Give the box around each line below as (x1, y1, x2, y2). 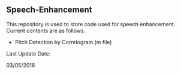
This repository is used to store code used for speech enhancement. (6, 20, 176, 27)
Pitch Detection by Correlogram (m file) (14, 38, 112, 45)
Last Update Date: (6, 50, 51, 57)
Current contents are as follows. (6, 27, 86, 34)
